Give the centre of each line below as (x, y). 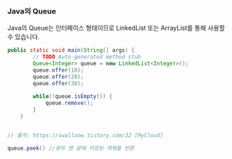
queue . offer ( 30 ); (58, 83)
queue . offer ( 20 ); (58, 77)
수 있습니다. (24, 37)
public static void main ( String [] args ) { (71, 50)
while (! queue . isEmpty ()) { (73, 97)
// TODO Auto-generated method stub (87, 57)
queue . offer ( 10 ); (58, 70)
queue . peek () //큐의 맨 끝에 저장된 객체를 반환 (71, 148)
